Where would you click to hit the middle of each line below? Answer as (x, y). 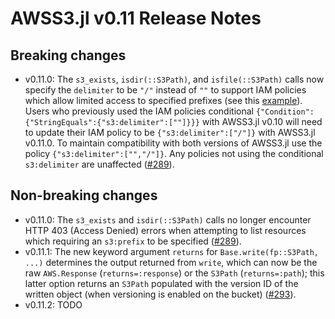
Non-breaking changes (84, 195)
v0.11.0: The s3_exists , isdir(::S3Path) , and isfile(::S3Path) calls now (174, 79)
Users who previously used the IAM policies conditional (139, 111)
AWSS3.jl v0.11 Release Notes (136, 18)
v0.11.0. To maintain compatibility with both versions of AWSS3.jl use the (173, 143)
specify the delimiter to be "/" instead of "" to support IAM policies (165, 90)
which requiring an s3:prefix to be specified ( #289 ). (133, 241)
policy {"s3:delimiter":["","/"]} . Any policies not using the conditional (174, 153)
